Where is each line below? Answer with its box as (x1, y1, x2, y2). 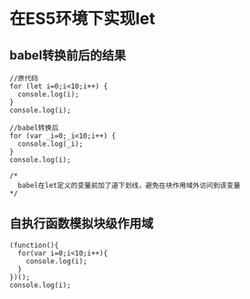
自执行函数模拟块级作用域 (9, 216, 153, 232)
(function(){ (9, 241, 59, 250)
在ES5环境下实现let (9, 8, 156, 29)
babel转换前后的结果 (9, 47, 127, 63)
